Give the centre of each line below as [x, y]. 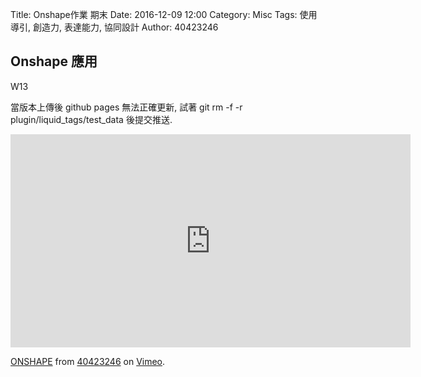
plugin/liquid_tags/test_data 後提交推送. [91, 119]
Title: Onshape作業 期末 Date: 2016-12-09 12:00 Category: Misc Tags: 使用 [164, 14]
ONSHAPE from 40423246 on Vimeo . [88, 361]
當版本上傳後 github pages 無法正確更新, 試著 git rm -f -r [126, 107]
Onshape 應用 [54, 61]
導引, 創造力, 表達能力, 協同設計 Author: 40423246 [114, 27]
